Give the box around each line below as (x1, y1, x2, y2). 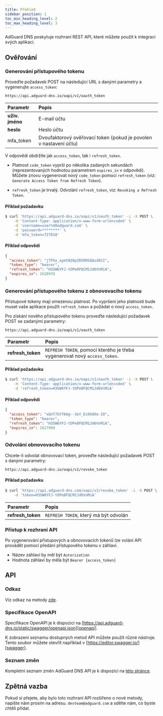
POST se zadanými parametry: (5, 318, 66, 324)
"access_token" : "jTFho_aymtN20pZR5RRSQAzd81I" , (9, 258, 110, 263)
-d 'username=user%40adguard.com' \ (14, 223, 88, 228)
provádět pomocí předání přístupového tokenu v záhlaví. (5, 542, 118, 548)
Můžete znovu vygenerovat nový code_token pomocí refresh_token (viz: (12, 172, 156, 178)
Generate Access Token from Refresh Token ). (12, 177, 102, 183)
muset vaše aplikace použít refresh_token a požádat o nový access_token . (5, 304, 153, 310)
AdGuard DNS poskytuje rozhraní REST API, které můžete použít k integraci (5, 34, 156, 40)
